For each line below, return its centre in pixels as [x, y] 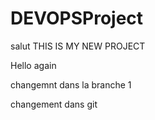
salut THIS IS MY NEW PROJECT [78, 46]
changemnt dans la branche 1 [71, 84]
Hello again [33, 65]
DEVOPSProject [77, 18]
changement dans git [54, 104]
